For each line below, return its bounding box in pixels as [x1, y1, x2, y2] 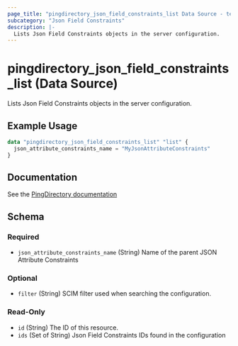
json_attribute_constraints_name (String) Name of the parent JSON [17, 248, 217, 257]
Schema [7, 211, 45, 223]
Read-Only [7, 307, 46, 317]
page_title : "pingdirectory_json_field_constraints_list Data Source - [7, 10, 223, 18]
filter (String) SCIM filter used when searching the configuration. [17, 289, 211, 298]
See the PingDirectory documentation [7, 190, 118, 199]
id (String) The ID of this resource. [17, 323, 119, 332]
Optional [7, 274, 38, 284]
